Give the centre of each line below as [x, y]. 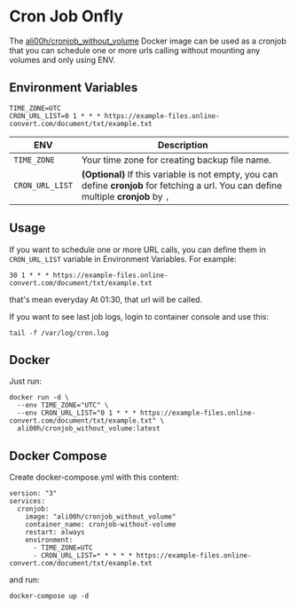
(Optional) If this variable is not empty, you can [180, 174]
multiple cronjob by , [125, 196]
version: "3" [33, 494]
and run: [24, 580]
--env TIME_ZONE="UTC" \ [63, 406]
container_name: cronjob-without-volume [101, 525]
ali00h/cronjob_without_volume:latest [89, 429]
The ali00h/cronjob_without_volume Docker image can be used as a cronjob [148, 41]
